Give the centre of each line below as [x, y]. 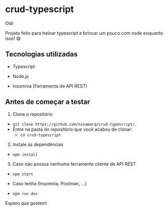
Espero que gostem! [26, 203]
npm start [23, 174]
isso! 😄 [13, 38]
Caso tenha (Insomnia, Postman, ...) [50, 183]
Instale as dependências [38, 144]
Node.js [21, 76]
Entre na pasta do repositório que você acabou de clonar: [72, 129]
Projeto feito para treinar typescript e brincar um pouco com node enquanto [84, 33]
